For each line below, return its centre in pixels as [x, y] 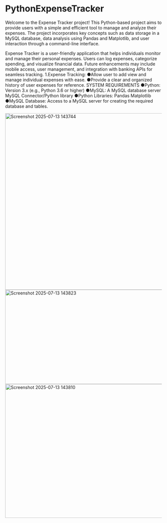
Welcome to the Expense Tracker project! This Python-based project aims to [83, 22]
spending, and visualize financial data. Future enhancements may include [80, 64]
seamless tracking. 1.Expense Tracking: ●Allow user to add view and [76, 74]
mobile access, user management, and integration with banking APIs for [79, 69]
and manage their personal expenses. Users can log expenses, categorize [81, 58]
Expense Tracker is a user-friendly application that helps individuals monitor [83, 53]
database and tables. [27, 106]
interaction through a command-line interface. [52, 43]
